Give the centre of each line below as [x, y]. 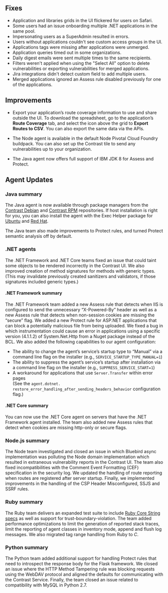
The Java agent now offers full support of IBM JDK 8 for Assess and [83, 158]
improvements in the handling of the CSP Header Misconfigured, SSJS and [82, 484]
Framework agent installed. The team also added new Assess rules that [79, 422]
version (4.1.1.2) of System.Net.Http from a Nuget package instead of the [80, 336]
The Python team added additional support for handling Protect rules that [81, 558]
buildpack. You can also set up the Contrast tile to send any [74, 143]
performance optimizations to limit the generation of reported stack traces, [82, 524]
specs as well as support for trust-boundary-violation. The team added [78, 518]
